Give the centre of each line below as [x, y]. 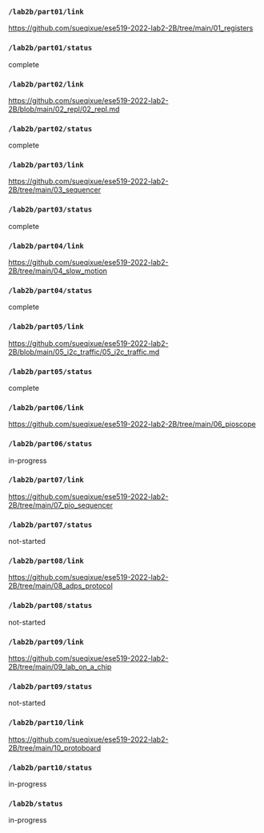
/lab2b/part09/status [50, 686]
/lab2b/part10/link [46, 723]
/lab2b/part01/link [46, 12]
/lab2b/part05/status [50, 371]
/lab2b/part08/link [46, 561]
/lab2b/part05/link [46, 327]
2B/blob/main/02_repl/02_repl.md [64, 109]
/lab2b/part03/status [50, 210]
